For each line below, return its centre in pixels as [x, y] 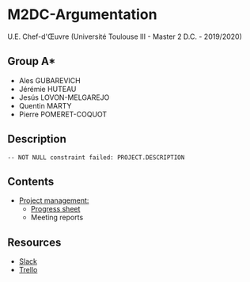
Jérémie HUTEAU [47, 89]
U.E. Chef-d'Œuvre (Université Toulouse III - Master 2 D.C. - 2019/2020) [125, 36]
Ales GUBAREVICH [49, 80]
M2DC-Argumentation [82, 15]
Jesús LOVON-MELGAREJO [64, 97]
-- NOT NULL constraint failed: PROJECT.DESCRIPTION [96, 157]
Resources [34, 242]
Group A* [32, 61]
